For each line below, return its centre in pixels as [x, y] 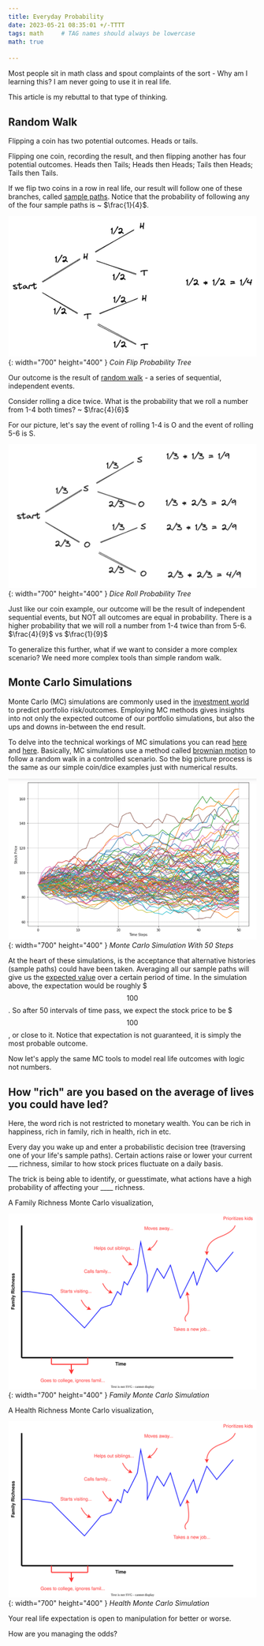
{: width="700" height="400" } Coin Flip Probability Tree [100, 362]
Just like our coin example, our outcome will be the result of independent [127, 609]
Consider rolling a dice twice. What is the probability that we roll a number [128, 401]
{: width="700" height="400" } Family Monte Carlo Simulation [109, 1395]
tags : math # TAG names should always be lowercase [102, 33]
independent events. [41, 386]
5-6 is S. [22, 433]
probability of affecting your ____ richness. [76, 1187]
